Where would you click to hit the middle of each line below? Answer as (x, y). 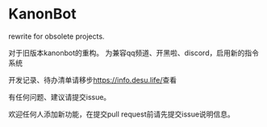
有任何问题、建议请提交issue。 (60, 96)
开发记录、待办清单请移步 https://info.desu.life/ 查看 (93, 80)
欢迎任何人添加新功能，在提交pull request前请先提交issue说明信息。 (122, 114)
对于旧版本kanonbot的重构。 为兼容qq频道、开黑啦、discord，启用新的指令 (134, 52)
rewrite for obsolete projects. (56, 36)
